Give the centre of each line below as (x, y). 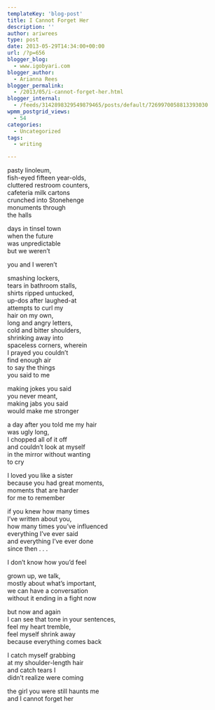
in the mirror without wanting (49, 455)
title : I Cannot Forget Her (48, 20)
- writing (28, 145)
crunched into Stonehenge (46, 200)
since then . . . (28, 549)
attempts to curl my (35, 308)
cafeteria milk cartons (39, 193)
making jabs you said (38, 403)
